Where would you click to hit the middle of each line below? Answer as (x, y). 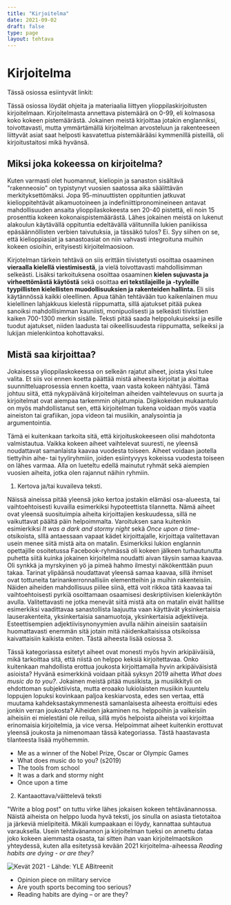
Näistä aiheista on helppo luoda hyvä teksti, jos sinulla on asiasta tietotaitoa (114, 816)
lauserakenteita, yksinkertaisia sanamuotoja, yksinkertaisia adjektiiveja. (108, 616)
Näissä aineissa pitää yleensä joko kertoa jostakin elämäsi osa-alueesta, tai (114, 499)
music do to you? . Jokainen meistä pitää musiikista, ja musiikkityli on (104, 681)
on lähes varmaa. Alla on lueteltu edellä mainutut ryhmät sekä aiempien (108, 465)
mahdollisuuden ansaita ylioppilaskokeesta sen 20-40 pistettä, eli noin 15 (111, 210)
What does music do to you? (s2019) (69, 760)
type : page (23, 33)
